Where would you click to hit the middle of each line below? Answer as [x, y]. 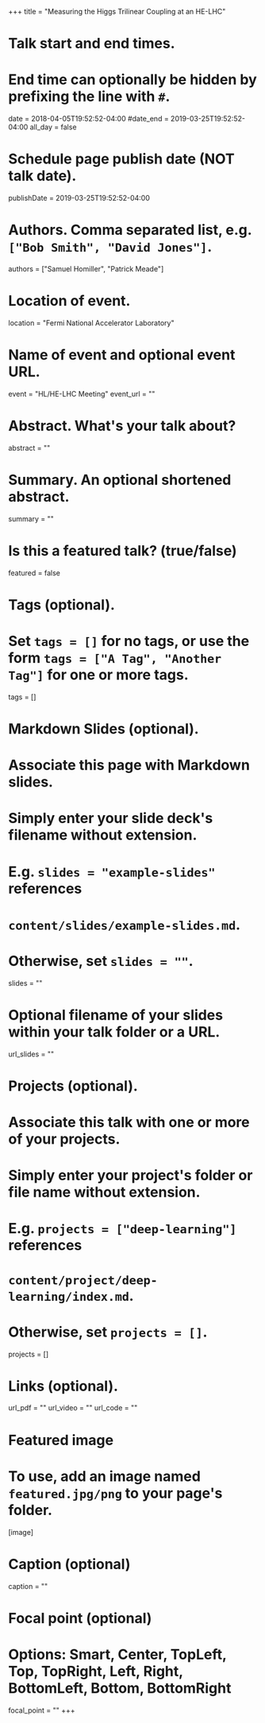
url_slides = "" [31, 1054]
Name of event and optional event [122, 355]
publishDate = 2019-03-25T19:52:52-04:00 [79, 198]
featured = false [35, 573]
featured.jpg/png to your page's [115, 1493]
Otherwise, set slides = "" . [101, 961]
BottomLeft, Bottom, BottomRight [120, 1688]
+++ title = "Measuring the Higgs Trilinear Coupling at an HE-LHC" [117, 12]
